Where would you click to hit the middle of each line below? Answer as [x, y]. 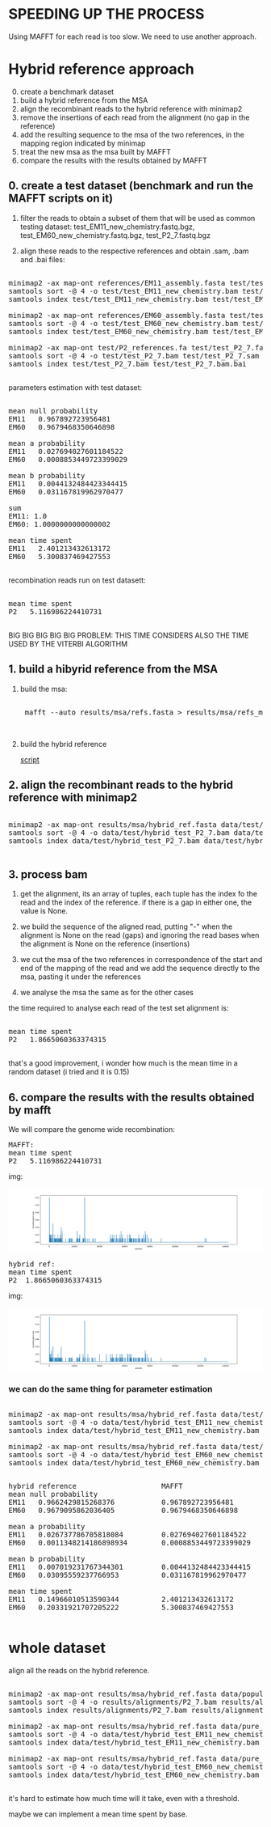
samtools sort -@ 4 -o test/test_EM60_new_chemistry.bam [123, 323]
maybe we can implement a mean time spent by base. [98, 1814]
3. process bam [48, 874]
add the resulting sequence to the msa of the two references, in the [132, 134]
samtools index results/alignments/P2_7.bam [98, 1710]
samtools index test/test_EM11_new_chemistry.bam [108, 299]
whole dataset [57, 1648]
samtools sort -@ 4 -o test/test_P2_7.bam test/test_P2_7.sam [134, 356]
